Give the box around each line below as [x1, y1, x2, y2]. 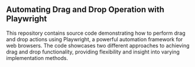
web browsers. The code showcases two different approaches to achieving [6, 42, 190, 49]
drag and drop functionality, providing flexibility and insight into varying [6, 48, 180, 55]
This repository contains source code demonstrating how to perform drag [6, 29, 186, 36]
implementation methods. [6, 54, 69, 61]
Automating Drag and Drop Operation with [6, 5, 164, 15]
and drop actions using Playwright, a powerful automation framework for [6, 35, 183, 43]
